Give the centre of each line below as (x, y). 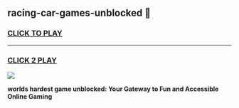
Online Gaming (30, 96)
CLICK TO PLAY (35, 33)
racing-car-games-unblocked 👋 (79, 13)
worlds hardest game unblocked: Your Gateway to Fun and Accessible (113, 89)
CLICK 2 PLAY (32, 60)
